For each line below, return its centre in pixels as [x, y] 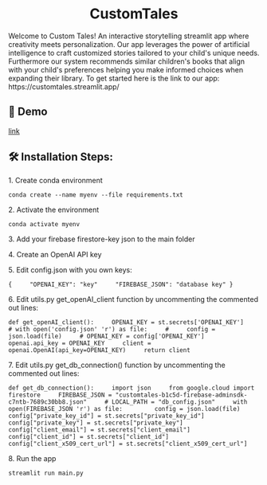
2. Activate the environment [54, 209]
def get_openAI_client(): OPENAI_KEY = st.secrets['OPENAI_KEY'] [126, 322]
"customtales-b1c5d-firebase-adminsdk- [181, 395]
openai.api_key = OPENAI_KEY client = [80, 343]
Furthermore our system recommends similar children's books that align [127, 61]
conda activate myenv [44, 224]
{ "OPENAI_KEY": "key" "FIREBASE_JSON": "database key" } [121, 284]
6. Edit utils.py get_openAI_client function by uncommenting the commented [133, 299]
